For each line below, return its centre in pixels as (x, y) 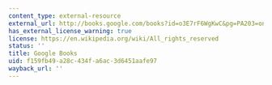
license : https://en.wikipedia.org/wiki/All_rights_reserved (114, 38)
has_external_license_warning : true (70, 31)
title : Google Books (43, 53)
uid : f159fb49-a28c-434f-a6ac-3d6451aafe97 (83, 62)
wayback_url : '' (36, 69)
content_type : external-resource (65, 16)
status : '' (27, 46)
